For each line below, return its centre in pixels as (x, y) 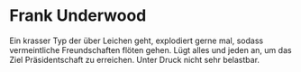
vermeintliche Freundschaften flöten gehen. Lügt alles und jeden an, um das (150, 49)
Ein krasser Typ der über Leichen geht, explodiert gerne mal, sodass (137, 40)
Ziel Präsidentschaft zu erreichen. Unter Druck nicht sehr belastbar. (134, 59)
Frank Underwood (78, 16)
